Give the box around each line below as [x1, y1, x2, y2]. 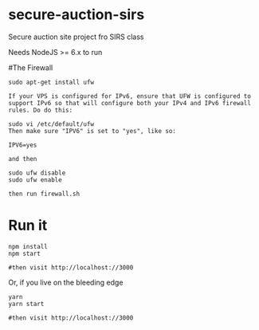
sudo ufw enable [8, 175, 62, 184]
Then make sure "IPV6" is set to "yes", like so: [8, 127, 177, 135]
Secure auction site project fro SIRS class [8, 32, 144, 41]
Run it [8, 217, 48, 234]
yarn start [8, 300, 45, 308]
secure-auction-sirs [8, 6, 145, 24]
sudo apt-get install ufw [8, 78, 94, 86]
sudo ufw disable [8, 169, 66, 177]
